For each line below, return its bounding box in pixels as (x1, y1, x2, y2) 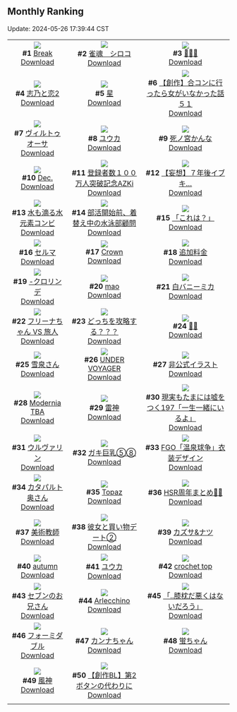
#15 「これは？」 (156, 213, 215, 222)
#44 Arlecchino (78, 595, 130, 605)
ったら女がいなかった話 (146, 88, 224, 98)
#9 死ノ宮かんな (158, 133, 213, 143)
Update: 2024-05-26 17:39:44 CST (7, 24, 109, 32)
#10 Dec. (22, 172, 53, 182)
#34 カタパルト (11, 482, 63, 492)
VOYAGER (87, 363, 121, 373)
